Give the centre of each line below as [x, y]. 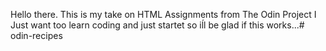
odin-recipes [36, 35]
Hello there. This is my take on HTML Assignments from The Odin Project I [163, 14]
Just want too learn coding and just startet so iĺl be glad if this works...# [157, 25]
